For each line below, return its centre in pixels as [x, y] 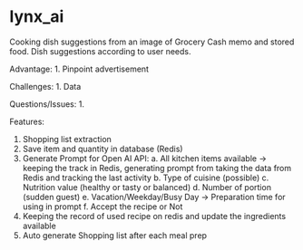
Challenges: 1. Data [45, 86]
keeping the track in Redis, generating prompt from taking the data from [157, 168]
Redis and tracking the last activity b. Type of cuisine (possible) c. [146, 178]
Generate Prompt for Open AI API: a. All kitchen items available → [145, 158]
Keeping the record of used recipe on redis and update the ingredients [154, 216]
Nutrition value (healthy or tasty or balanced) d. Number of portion [147, 187]
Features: [27, 121]
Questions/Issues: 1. [47, 104]
